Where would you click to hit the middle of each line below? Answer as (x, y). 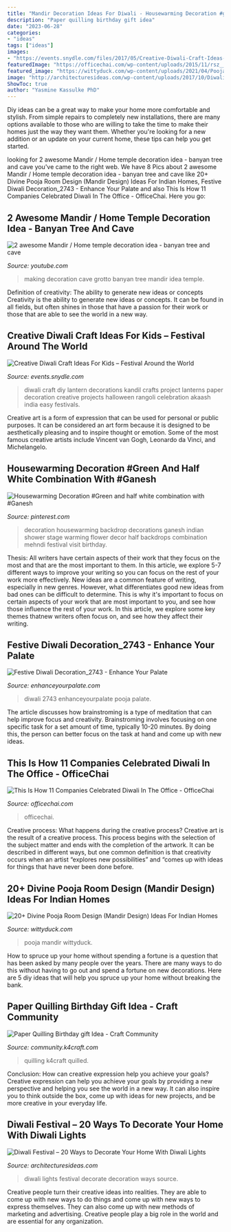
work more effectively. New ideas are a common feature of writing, (102, 580)
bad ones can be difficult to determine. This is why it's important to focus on (115, 594)
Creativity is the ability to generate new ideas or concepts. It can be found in (115, 299)
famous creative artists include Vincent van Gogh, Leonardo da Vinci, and (111, 439)
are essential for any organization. (55, 1221)
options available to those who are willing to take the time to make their (108, 124)
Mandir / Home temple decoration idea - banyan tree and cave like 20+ (108, 174)
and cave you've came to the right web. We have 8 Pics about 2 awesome (112, 167)
